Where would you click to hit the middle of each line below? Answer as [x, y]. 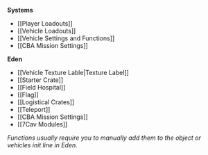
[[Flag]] [28, 95]
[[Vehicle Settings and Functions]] [66, 38]
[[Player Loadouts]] [45, 23]
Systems [20, 10]
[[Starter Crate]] [40, 80]
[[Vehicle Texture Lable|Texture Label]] [73, 73]
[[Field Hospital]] [41, 87]
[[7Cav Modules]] [42, 124]
